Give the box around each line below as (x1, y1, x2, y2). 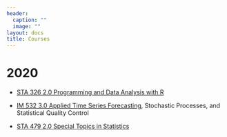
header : (6, 10, 29, 17)
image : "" (12, 23, 41, 30)
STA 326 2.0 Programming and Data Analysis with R (16, 88, 164, 96)
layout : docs (6, 29, 44, 36)
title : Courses (6, 36, 50, 43)
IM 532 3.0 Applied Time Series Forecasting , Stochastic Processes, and (16, 101, 221, 110)
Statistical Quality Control (16, 109, 89, 117)
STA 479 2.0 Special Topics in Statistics (16, 122, 130, 131)
